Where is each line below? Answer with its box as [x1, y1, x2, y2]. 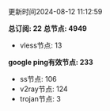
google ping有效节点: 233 [8, 58, 93, 67]
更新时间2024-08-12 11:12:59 [8, 7, 103, 16]
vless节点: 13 [19, 40, 63, 50]
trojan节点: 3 [19, 94, 61, 103]
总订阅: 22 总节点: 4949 [8, 24, 87, 33]
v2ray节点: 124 [19, 84, 69, 94]
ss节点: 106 [19, 75, 57, 83]
